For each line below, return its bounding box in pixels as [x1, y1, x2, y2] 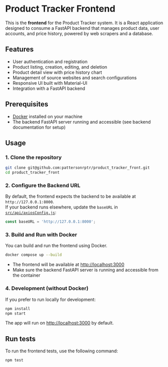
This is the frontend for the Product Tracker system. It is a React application [5, 20, 163, 26]
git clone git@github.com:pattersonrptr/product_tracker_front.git [5, 165, 150, 171]
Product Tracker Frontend [5, 3, 116, 15]
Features [5, 45, 34, 54]
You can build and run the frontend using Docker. [5, 243, 107, 249]
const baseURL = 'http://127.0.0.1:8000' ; [5, 219, 96, 225]
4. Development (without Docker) [5, 285, 89, 292]
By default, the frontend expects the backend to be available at [5, 193, 136, 199]
